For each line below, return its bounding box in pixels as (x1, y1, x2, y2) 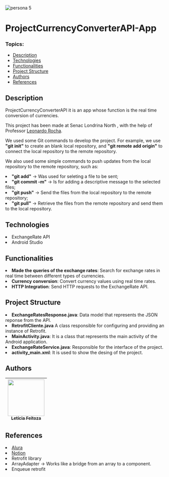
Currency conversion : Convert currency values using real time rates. (12, 278, 156, 284)
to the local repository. (5, 206, 52, 212)
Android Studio (12, 239, 43, 245)
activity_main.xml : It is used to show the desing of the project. (12, 349, 143, 355)
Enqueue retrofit (12, 466, 46, 472)
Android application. (5, 339, 48, 345)
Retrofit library (12, 455, 42, 461)
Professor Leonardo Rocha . (5, 128, 62, 134)
